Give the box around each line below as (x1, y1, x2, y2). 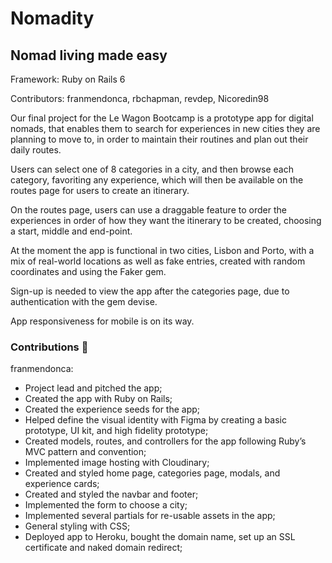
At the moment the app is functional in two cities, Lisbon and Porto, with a (10, 245, 315, 256)
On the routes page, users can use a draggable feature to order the (10, 204, 287, 216)
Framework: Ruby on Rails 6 (10, 73, 126, 85)
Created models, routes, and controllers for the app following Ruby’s (24, 435, 307, 447)
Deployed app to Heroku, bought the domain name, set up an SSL (24, 531, 296, 543)
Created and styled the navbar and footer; (24, 488, 199, 501)
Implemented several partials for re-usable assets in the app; (24, 510, 276, 522)
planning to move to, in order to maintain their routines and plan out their (10, 133, 309, 145)
